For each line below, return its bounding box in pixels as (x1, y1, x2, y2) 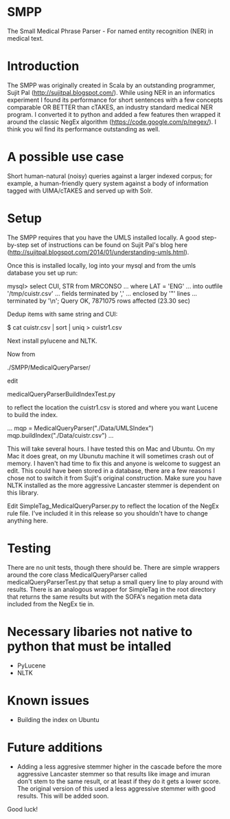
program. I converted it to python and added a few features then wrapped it (7, 110, 221, 118)
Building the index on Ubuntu (16, 715, 100, 723)
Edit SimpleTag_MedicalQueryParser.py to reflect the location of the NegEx (7, 502, 220, 510)
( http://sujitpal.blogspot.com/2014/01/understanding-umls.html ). (7, 248, 189, 256)
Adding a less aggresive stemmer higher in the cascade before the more (16, 762, 222, 771)
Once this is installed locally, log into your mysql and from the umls (7, 261, 196, 269)
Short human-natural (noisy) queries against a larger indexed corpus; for (7, 171, 213, 180)
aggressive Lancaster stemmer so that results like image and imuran (16, 769, 211, 778)
